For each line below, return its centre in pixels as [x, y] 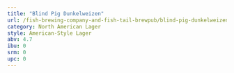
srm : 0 [17, 53]
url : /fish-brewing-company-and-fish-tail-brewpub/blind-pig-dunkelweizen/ [119, 20]
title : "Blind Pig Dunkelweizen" [56, 14]
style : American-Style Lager [49, 33]
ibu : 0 [17, 46]
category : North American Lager [54, 26]
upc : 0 [17, 59]
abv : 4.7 [20, 40]
